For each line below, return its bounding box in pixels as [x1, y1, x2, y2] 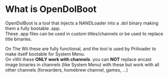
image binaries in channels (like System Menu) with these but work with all [5, 61, 159, 67]
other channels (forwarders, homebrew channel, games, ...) [5, 66, 128, 73]
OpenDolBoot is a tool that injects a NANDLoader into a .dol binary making [5, 20, 159, 26]
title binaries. [5, 36, 32, 42]
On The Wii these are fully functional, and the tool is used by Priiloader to [5, 45, 156, 51]
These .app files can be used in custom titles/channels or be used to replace [5, 30, 163, 36]
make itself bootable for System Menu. [5, 51, 85, 57]
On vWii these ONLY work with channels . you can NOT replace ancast [5, 56, 152, 62]
